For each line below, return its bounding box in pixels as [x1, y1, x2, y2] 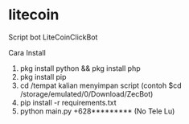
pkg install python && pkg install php [19, 63, 141, 73]
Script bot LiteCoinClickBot [8, 32, 98, 42]
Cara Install [8, 48, 46, 57]
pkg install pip [19, 72, 67, 81]
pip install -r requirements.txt [19, 97, 117, 107]
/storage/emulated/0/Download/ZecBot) [19, 89, 154, 98]
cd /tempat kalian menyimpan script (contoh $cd [19, 81, 182, 90]
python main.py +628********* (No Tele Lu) [19, 106, 175, 116]
